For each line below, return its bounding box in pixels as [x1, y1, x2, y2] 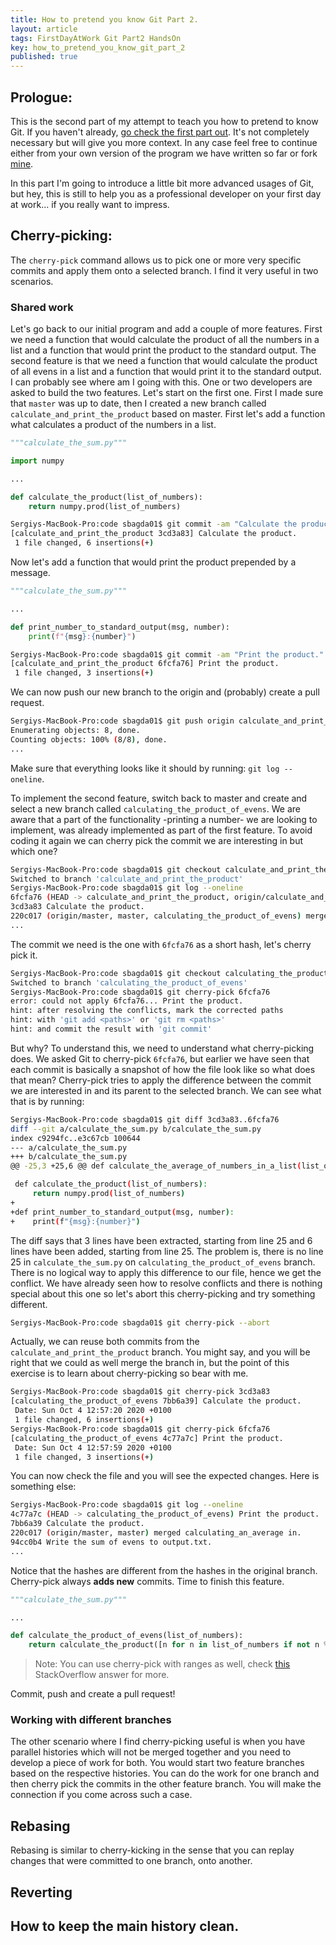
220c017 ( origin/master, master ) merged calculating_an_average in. [10, 1528, 302, 1538]
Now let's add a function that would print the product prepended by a [10, 556, 297, 568]
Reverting [10, 1884, 73, 1901]
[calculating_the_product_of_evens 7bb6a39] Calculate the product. [10, 1396, 302, 1406]
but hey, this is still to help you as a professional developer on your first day [10, 187, 322, 200]
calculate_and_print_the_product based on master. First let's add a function [10, 408, 326, 420]
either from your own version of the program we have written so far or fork [10, 147, 318, 159]
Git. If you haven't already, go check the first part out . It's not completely [10, 126, 310, 138]
